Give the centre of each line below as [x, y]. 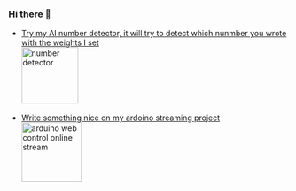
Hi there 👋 [30, 14]
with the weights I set [60, 42]
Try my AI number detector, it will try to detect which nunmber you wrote [154, 34]
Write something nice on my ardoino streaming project [121, 118]
